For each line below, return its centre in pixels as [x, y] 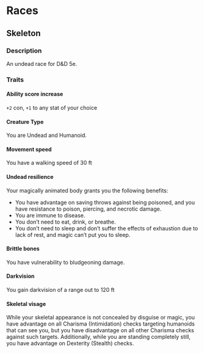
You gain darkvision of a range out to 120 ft [60, 290]
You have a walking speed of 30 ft [49, 163]
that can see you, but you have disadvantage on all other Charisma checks [100, 330]
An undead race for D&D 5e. [42, 64]
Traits [15, 79]
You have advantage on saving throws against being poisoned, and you [105, 202]
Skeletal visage [26, 304]
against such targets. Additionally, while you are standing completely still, [99, 337]
